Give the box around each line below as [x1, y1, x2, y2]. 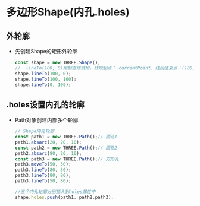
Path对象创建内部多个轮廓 [14, 116, 79, 123]
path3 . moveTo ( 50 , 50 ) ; [14, 161, 71, 167]
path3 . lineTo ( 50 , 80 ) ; [14, 178, 71, 184]
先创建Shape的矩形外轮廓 [14, 48, 78, 55]
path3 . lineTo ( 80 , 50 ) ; [14, 167, 71, 173]
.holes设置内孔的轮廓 [6, 99, 85, 110]
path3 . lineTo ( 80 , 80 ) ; [14, 173, 71, 179]
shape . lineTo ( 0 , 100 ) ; [14, 81, 71, 88]
